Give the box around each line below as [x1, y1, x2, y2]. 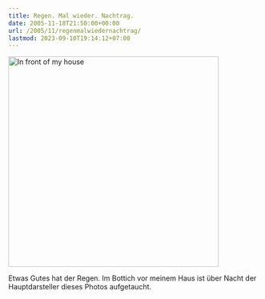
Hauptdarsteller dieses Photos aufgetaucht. [8, 282, 152, 292]
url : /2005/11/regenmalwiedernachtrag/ [8, 26, 142, 34]
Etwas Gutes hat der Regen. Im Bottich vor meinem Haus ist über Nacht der [8, 273, 257, 283]
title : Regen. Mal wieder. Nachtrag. [8, 11, 135, 20]
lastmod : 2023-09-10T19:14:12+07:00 [8, 34, 130, 42]
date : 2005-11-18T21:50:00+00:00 [8, 19, 120, 27]
